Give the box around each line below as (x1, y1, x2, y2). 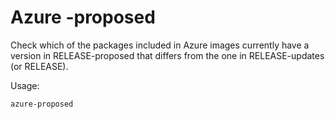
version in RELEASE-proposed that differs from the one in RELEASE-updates (10, 49, 325, 61)
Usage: (10, 79, 40, 91)
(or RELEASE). (10, 60, 69, 72)
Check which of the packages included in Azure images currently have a (10, 39, 310, 51)
